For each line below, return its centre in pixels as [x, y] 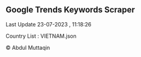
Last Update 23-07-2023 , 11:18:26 [49, 24]
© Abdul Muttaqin [28, 47]
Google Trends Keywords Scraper [70, 10]
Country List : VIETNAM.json [41, 36]
